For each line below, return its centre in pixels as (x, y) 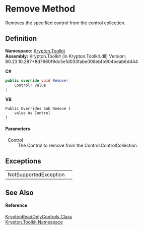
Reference (16, 205)
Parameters (18, 129)
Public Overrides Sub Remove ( (38, 109)
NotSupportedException (36, 175)
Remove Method (40, 9)
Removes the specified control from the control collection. (65, 23)
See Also (19, 192)
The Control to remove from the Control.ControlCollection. (78, 145)
